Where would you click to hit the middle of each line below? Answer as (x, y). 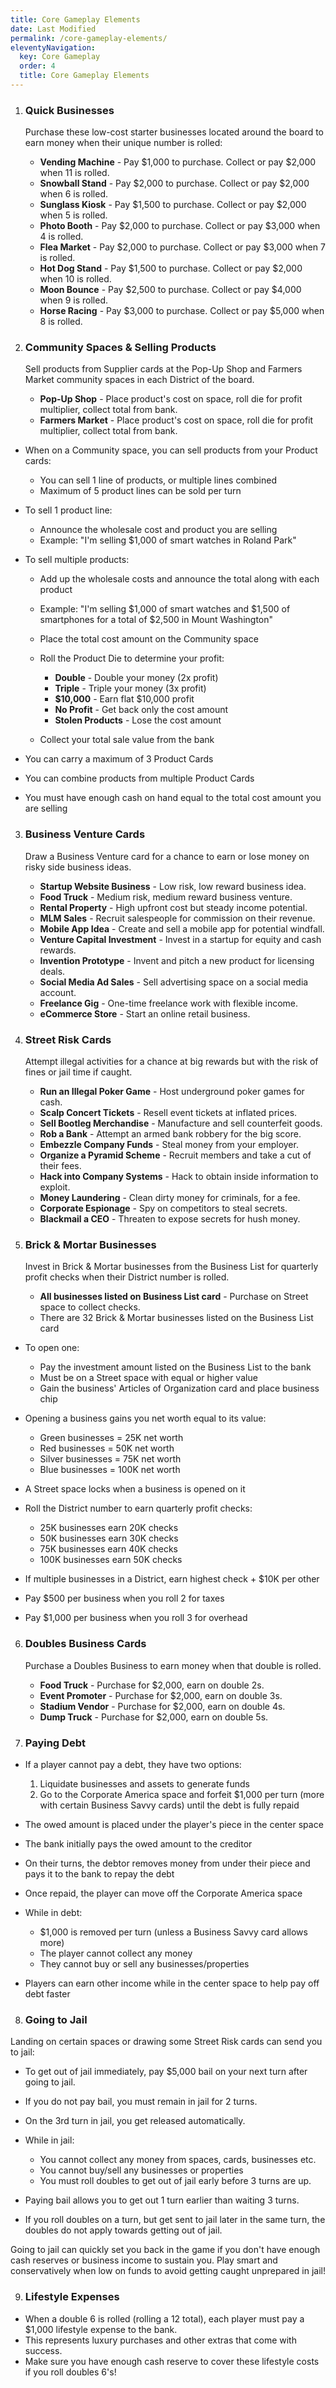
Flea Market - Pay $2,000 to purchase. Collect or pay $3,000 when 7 (182, 247)
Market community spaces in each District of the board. (139, 380)
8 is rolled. (61, 322)
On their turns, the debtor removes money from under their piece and (167, 1863)
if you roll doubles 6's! (70, 2372)
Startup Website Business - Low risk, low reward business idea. (173, 886)
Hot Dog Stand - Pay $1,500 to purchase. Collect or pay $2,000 (171, 268)
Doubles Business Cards (85, 1644)
